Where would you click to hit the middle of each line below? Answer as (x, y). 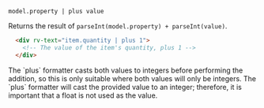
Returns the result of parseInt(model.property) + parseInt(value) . (118, 26)
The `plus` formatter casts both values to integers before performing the (126, 70)
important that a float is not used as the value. (83, 95)
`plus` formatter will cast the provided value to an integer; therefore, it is (125, 87)
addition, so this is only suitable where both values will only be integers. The (132, 78)
